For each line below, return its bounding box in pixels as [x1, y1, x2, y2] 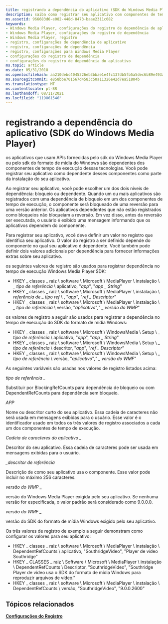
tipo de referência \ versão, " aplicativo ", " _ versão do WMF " [12, 356, 137, 362]
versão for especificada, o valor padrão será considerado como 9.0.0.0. [5, 499, 153, 505]
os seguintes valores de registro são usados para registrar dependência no [5, 263, 160, 269]
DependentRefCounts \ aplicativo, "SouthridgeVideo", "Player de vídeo [12, 548, 159, 554]
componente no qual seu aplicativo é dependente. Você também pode [5, 243, 150, 249]
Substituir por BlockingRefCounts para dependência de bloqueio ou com [5, 385, 155, 391]
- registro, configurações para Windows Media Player [5, 49, 120, 54]
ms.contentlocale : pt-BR [5, 86, 57, 91]
